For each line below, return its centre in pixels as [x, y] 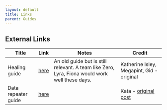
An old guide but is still [80, 61]
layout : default [22, 10]
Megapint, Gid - [139, 71]
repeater [18, 94]
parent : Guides [21, 19]
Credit [140, 53]
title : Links [19, 14]
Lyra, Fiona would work [81, 74]
